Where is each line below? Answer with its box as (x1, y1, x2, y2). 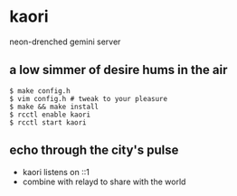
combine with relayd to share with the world (22, 176, 186, 187)
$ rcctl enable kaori (9, 110, 91, 119)
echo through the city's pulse (9, 143, 179, 158)
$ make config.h (9, 86, 71, 96)
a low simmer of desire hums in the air (9, 62, 228, 78)
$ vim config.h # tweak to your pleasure (9, 94, 168, 103)
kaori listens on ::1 (22, 166, 90, 177)
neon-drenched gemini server (9, 36, 121, 47)
